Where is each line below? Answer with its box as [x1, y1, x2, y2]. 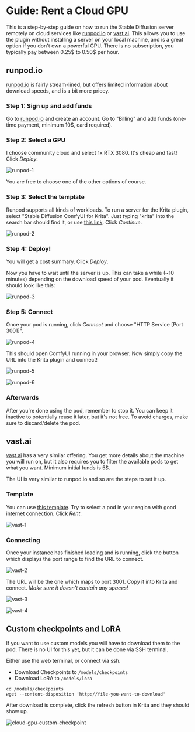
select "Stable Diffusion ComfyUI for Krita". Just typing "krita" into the [6, 212, 175, 219]
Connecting [6, 536, 40, 544]
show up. [6, 707, 29, 714]
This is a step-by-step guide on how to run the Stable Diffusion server [6, 23, 174, 30]
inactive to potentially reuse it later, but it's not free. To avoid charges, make [6, 413, 189, 420]
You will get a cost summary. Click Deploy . [6, 258, 109, 265]
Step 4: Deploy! [6, 244, 51, 253]
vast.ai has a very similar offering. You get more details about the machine [6, 452, 184, 459]
